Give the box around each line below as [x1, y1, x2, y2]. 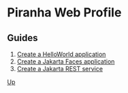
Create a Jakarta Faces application [16, 57, 115, 66]
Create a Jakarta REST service [16, 65, 103, 72]
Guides [7, 32, 39, 44]
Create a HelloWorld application [16, 50, 106, 58]
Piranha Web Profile [7, 5, 122, 21]
